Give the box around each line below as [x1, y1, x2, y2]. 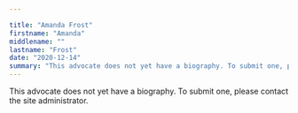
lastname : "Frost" [9, 45, 77, 54]
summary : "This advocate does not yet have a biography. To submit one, [9, 62, 284, 71]
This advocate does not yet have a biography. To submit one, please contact [9, 86, 289, 96]
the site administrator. [9, 95, 89, 106]
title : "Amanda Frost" [9, 20, 93, 29]
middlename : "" [9, 37, 66, 46]
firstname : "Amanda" [9, 28, 86, 38]
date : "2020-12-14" [9, 54, 82, 63]
